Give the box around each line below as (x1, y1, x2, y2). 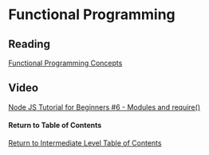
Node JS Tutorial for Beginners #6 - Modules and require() (8, 102, 201, 112)
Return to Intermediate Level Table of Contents (8, 138, 162, 148)
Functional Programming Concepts (8, 58, 123, 68)
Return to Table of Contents (8, 121, 102, 130)
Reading (8, 37, 50, 51)
